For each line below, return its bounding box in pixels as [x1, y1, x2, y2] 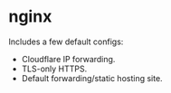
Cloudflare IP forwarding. [21, 53, 116, 64]
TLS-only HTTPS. [21, 63, 88, 74]
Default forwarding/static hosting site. [21, 72, 164, 83]
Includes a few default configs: [8, 36, 124, 47]
